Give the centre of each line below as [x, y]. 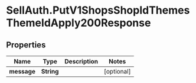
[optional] [117, 71]
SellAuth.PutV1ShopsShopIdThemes [98, 10]
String [50, 71]
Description [81, 61]
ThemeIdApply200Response [79, 23]
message [22, 71]
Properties [26, 45]
